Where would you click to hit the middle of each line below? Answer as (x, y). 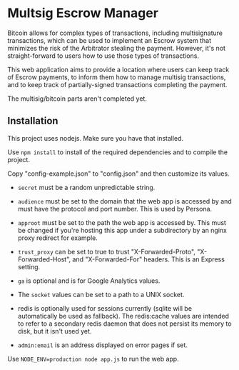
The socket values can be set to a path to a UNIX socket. (101, 294)
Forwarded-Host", (44, 259)
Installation (33, 121)
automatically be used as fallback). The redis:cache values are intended (123, 316)
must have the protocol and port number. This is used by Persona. (115, 209)
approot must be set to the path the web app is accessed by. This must (122, 222)
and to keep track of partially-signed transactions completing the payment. (117, 84)
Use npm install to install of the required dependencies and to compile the (118, 152)
